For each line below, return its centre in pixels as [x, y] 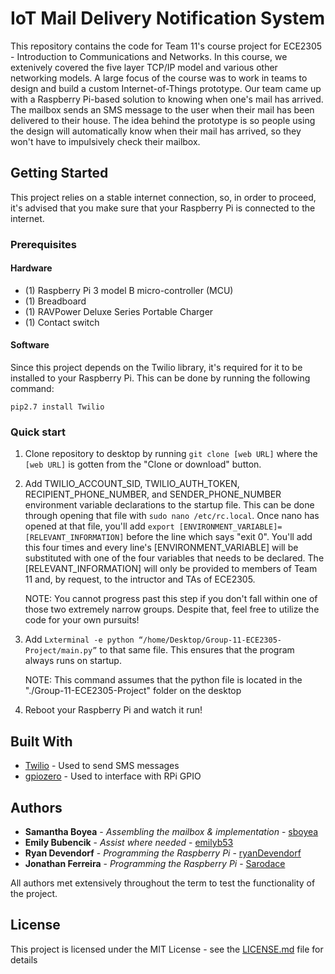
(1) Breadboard [55, 301]
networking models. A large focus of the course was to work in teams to [159, 78]
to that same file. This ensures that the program [197, 650]
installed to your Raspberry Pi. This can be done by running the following [160, 378]
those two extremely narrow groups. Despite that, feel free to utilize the [172, 609]
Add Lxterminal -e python [79, 639]
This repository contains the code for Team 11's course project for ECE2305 [166, 46]
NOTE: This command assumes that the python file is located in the [163, 680]
